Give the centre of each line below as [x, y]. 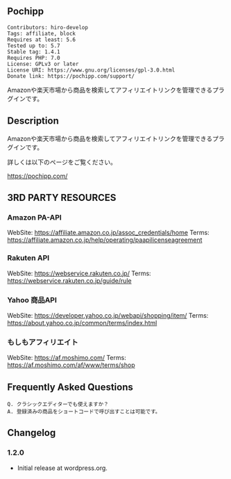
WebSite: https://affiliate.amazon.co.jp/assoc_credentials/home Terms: [108, 233]
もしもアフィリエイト [43, 342]
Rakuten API [28, 258]
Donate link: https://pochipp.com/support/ [71, 76]
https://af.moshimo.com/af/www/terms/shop [71, 365]
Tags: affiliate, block [42, 33]
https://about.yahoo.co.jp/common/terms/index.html [82, 323]
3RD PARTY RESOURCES [62, 198]
